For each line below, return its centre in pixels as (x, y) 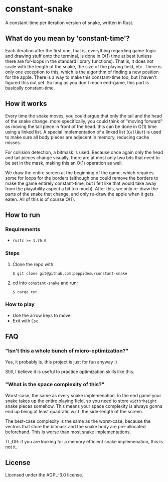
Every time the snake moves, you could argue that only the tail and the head (83, 115)
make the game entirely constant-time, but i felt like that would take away (81, 183)
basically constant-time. (30, 88)
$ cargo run (25, 292)
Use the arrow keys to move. (42, 315)
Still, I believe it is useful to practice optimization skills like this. (70, 372)
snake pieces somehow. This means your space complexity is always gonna (84, 406)
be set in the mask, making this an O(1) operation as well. (64, 163)
